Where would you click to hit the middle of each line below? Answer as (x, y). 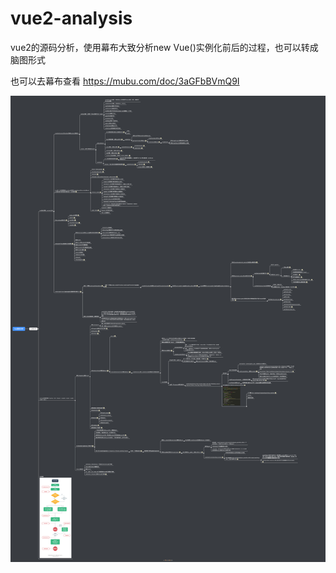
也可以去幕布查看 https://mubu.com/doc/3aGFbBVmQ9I (125, 81)
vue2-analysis (71, 18)
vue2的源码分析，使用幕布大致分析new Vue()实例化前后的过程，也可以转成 (164, 47)
